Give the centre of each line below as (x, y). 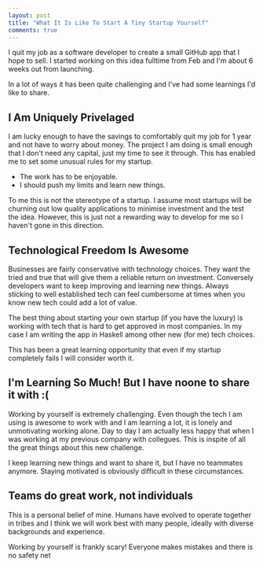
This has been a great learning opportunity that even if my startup (115, 350)
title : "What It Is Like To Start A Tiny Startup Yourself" (109, 23)
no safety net (29, 555)
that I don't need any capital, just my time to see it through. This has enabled (132, 153)
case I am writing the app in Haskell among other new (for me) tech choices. (131, 334)
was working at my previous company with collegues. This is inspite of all (127, 439)
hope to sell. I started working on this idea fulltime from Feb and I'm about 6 (131, 61)
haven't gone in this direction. (56, 226)
